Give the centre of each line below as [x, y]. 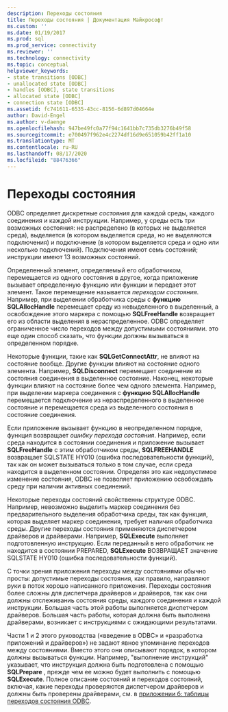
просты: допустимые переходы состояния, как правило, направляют [109, 578]
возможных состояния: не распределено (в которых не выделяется [107, 228]
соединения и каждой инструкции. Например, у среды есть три [101, 220]
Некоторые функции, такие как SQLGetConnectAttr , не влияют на [103, 356]
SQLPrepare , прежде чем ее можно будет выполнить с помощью [104, 672]
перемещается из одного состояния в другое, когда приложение [103, 277]
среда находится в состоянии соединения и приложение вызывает [106, 442]
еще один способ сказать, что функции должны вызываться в [98, 335]
